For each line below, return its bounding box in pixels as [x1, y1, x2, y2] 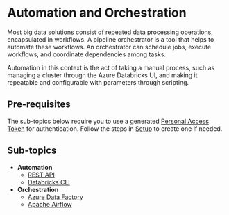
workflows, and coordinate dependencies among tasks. [7, 50, 167, 58]
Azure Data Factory [27, 193, 83, 201]
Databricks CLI [27, 177, 71, 186]
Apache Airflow [27, 200, 72, 208]
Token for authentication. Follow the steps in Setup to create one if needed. [7, 124, 223, 133]
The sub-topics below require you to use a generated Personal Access [7, 117, 210, 125]
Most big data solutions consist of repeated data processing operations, [7, 28, 213, 36]
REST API [27, 170, 56, 179]
